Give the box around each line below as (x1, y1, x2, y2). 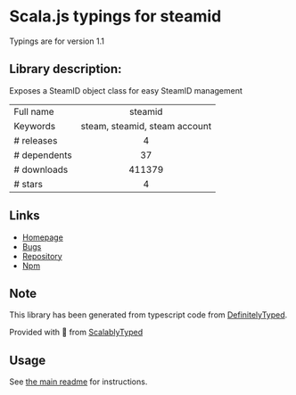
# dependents (13, 149, 73, 161)
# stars (13, 177, 43, 190)
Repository (21, 251, 62, 261)
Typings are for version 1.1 (9, 36, 105, 46)
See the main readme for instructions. (9, 376, 148, 387)
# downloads (13, 163, 69, 176)
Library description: (9, 62, 122, 77)
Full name (13, 105, 55, 118)
